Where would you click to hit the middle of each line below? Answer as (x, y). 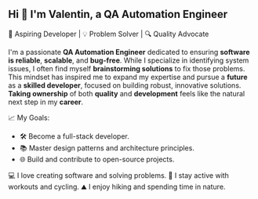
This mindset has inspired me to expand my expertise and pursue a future (128, 77)
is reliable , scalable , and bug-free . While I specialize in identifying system (129, 60)
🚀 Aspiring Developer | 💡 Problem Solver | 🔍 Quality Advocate (109, 34)
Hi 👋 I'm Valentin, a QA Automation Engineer (118, 14)
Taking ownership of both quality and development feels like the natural (127, 93)
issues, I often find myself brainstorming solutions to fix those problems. (127, 68)
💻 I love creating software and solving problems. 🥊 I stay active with (119, 175)
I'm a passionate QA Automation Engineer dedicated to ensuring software (129, 52)
